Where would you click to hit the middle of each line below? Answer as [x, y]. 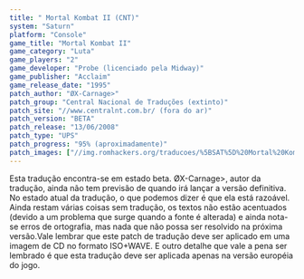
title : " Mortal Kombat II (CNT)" [75, 18]
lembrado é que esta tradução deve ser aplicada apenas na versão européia [152, 255]
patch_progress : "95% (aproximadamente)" [89, 144]
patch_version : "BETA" [52, 119]
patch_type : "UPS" [44, 136]
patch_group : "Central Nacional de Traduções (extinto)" [119, 102]
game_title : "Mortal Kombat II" [70, 43]
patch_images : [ [40, 152]
